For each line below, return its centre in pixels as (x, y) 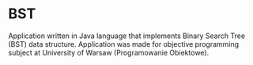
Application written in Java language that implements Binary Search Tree (127, 36)
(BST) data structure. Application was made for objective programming (124, 44)
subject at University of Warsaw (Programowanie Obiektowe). (109, 52)
